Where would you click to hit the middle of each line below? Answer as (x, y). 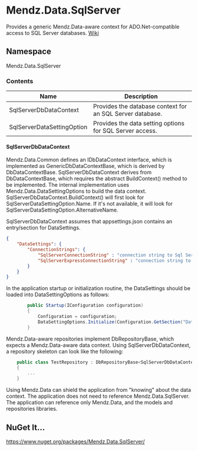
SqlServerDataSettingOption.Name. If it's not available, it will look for (89, 204)
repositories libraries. (32, 409)
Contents (20, 81)
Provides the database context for (140, 106)
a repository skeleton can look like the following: (65, 351)
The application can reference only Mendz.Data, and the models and (89, 403)
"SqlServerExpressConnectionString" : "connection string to (114, 261)
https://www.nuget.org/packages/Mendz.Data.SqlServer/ (76, 442)
